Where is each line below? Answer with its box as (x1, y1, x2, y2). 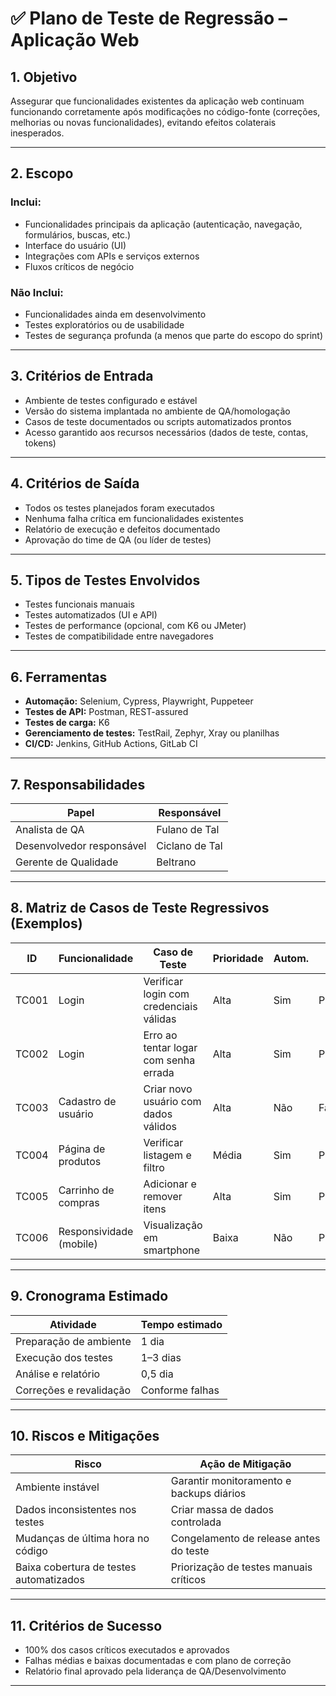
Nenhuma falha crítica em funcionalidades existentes (24, 512, 244, 524)
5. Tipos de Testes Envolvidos (10, 572, 201, 589)
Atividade (49, 1317, 97, 1331)
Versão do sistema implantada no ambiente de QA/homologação (24, 405, 291, 417)
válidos (143, 1119, 177, 1133)
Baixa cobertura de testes (15, 1560, 137, 1574)
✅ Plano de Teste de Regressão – (10, 7, 288, 30)
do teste (170, 1544, 210, 1558)
